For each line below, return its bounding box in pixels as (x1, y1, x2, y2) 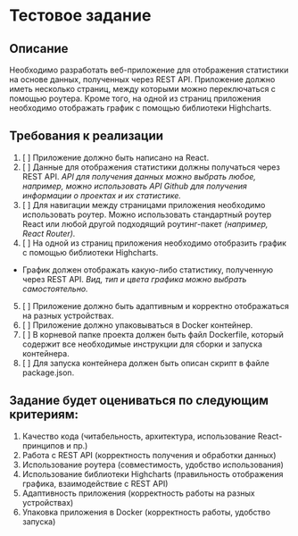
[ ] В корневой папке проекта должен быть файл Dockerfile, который (21, 329, 284, 339)
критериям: (9, 407, 79, 423)
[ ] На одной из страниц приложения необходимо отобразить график (21, 238, 287, 248)
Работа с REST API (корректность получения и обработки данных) (21, 449, 277, 460)
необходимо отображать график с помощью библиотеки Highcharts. (9, 103, 272, 113)
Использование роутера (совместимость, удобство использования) (21, 459, 284, 470)
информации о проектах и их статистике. (21, 189, 181, 201)
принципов (21, 440, 65, 451)
